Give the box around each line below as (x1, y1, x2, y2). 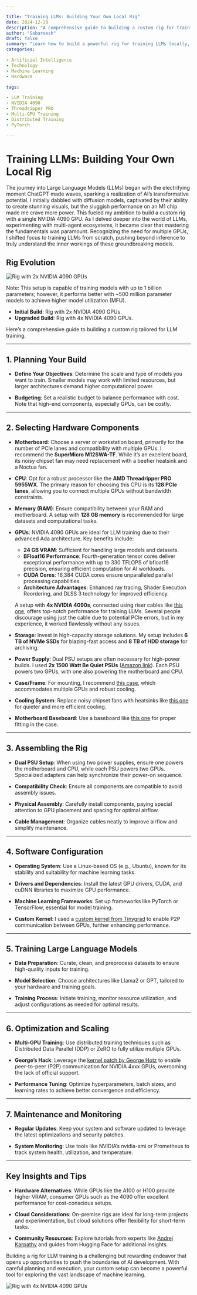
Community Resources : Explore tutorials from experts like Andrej (14, 1235, 174, 1242)
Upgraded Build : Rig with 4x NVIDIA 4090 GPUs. (14, 315, 134, 322)
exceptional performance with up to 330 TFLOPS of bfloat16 (23, 559, 169, 566)
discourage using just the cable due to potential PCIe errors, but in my (14, 614, 184, 621)
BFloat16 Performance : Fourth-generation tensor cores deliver (23, 553, 176, 560)
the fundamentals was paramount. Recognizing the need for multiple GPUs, (6, 228, 189, 235)
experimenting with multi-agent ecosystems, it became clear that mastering (6, 221, 189, 229)
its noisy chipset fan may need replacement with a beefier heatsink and (14, 457, 188, 464)
